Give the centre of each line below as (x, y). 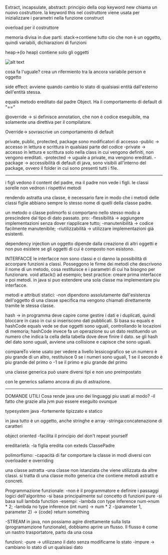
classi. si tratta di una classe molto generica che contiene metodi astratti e (82, 476)
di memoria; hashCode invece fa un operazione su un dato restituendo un (81, 331)
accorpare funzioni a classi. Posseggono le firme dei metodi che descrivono (83, 264)
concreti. (14, 481)
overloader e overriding (29, 461)
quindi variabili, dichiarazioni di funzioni (46, 43)
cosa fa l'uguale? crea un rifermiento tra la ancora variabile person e (75, 72)
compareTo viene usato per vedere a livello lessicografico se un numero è (81, 352)
